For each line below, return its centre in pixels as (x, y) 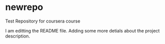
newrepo (24, 7)
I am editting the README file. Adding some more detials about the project (82, 30)
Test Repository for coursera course (43, 21)
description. (18, 36)
